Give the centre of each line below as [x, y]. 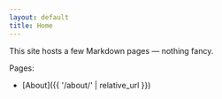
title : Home [31, 26]
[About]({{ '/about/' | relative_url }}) [86, 85]
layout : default [39, 17]
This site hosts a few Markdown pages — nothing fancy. [111, 50]
